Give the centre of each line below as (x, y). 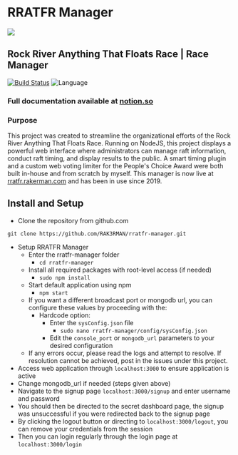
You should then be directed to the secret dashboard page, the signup (121, 406)
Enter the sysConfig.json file (92, 322)
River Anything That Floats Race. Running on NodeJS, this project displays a (119, 143)
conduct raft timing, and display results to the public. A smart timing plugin (117, 158)
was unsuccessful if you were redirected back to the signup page (114, 414)
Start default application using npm (80, 285)
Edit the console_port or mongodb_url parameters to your (132, 338)
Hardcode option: (64, 315)
